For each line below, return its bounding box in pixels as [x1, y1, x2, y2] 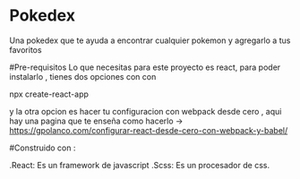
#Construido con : [9, 142, 76, 153]
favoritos [9, 44, 42, 55]
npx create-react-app [9, 89, 90, 99]
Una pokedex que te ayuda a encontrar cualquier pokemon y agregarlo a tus [9, 35, 291, 46]
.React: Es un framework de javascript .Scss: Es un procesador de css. [9, 159, 270, 170]
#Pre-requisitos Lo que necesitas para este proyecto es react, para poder [9, 62, 281, 72]
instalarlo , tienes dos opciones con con [9, 71, 157, 81]
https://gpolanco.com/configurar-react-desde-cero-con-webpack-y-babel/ [9, 124, 288, 135]
